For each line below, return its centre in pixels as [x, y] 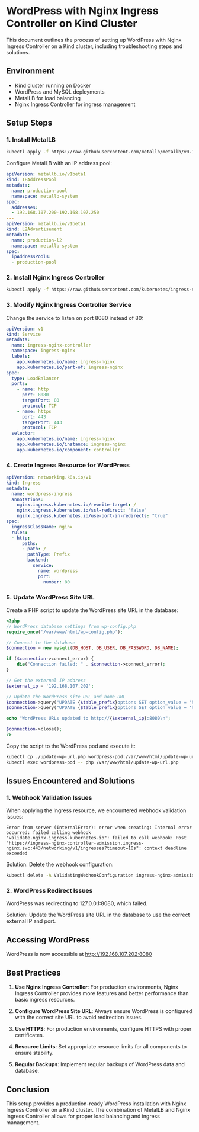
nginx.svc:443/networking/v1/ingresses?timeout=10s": [74, 848]
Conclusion [28, 1089]
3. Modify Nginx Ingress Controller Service [69, 305]
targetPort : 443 [42, 422]
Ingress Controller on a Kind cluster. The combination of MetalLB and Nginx [98, 1109]
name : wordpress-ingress [42, 494]
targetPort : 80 [41, 400]
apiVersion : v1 [25, 329]
